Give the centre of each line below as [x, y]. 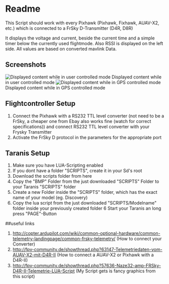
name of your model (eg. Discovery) [50, 197]
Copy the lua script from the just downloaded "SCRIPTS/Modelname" [84, 203]
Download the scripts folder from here [52, 176]
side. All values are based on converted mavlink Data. [61, 49]
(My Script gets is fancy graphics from [116, 271]
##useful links [20, 224]
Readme [23, 9]
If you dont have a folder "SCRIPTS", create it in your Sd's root [77, 171]
